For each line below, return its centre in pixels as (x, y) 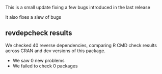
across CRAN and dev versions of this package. (56, 51)
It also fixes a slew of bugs (33, 17)
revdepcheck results (39, 33)
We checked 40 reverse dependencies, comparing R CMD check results (81, 45)
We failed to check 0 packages (45, 66)
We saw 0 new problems (38, 60)
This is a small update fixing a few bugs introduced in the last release (78, 7)
